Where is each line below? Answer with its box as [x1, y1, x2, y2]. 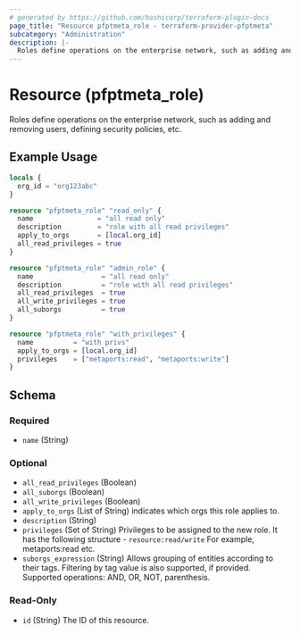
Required [9, 414, 50, 427]
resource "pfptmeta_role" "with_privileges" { [9, 330, 186, 338]
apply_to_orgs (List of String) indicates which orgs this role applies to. [21, 505, 279, 516]
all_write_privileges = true [17, 296, 126, 306]
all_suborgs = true [17, 305, 126, 314]
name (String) [21, 434, 69, 445]
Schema [9, 388, 56, 403]
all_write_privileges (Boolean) [21, 496, 141, 507]
